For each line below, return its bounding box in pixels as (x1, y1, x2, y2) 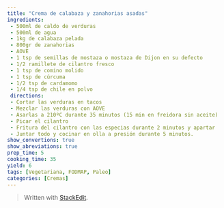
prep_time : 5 (7, 149, 44, 157)
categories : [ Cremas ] (7, 175, 69, 181)
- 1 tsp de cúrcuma (10, 73, 66, 80)
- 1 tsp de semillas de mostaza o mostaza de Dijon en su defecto (10, 55, 204, 61)
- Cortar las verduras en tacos (10, 99, 102, 106)
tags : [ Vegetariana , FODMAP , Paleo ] (7, 168, 111, 175)
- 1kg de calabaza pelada (10, 35, 84, 42)
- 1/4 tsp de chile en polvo (10, 86, 94, 93)
